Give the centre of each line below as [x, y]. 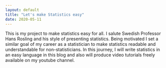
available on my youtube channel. [40, 60]
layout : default [22, 10]
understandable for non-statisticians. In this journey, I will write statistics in [82, 50]
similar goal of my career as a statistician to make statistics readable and [80, 44]
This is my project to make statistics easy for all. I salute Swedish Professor [83, 34]
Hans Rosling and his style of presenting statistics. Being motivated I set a [82, 39]
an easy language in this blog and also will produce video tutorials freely [80, 55]
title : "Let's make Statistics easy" [45, 15]
